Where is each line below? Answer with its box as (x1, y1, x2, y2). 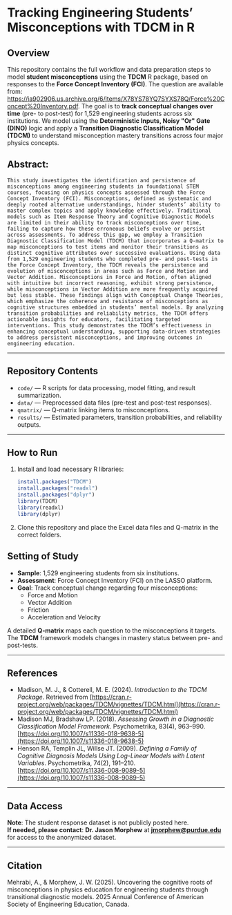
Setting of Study (7, 550, 79, 562)
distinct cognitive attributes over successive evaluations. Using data (7, 249, 221, 256)
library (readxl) (17, 504, 64, 511)
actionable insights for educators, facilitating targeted (7, 316, 181, 322)
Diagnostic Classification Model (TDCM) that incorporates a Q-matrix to (7, 237, 224, 244)
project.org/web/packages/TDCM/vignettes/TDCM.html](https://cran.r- (17, 700, 221, 709)
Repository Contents (7, 365, 99, 377)
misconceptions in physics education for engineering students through (7, 885, 209, 894)
